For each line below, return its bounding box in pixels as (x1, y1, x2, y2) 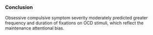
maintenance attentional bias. (5, 25, 65, 31)
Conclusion (5, 4, 33, 11)
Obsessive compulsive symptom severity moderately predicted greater (5, 15, 148, 21)
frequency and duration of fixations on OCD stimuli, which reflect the (5, 20, 144, 26)
